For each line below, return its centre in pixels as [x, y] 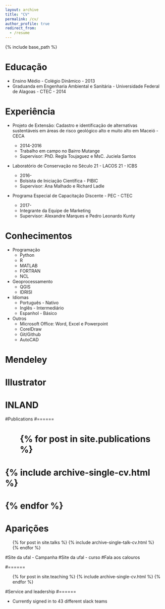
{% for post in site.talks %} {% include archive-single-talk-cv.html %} [83, 542]
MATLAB [29, 265]
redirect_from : [21, 28]
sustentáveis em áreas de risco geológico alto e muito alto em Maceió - [85, 130]
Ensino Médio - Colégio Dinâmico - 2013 [54, 81]
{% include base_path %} [31, 47]
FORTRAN [30, 271]
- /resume [20, 33]
